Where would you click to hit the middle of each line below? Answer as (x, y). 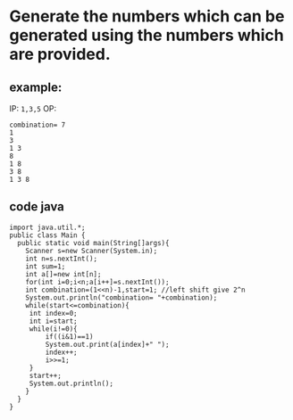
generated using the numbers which (146, 35)
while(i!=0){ (53, 329)
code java (37, 207)
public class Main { (48, 235)
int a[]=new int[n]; (63, 274)
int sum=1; (46, 266)
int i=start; (53, 321)
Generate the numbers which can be (147, 16)
